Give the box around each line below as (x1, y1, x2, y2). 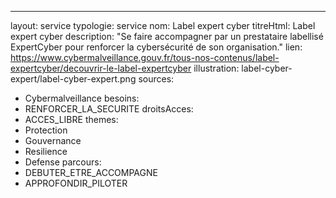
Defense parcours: (24, 156, 102, 168)
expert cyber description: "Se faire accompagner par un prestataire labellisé (10, 31, 324, 42)
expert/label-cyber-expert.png (10, 73, 137, 85)
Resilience (24, 146, 68, 157)
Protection (24, 124, 68, 136)
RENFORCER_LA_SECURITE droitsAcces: (24, 103, 194, 115)
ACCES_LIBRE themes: (24, 114, 119, 125)
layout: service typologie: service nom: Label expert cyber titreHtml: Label (10, 20, 316, 31)
